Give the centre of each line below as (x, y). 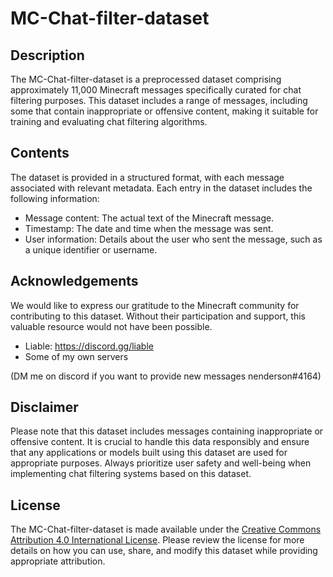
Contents (40, 153)
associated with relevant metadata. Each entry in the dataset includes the (161, 188)
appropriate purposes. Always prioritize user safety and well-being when (161, 463)
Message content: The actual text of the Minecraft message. (149, 218)
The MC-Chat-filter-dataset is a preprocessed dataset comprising (146, 79)
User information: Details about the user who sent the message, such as (173, 239)
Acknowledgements (74, 281)
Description (47, 55)
